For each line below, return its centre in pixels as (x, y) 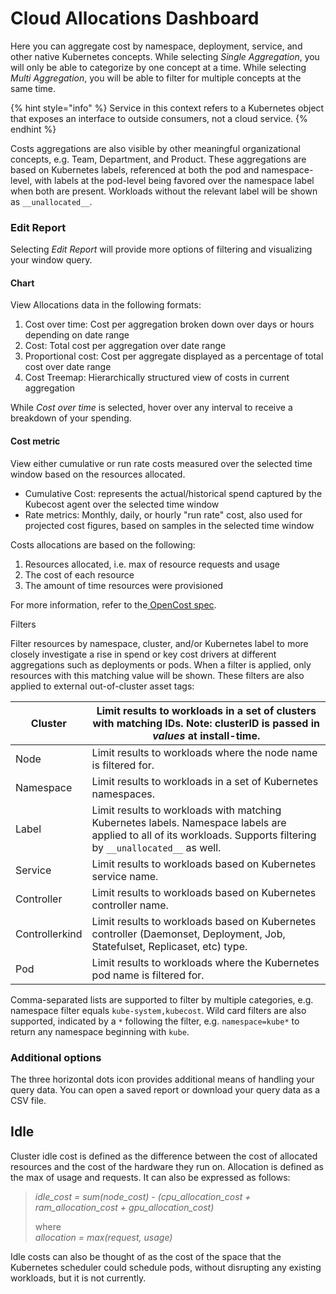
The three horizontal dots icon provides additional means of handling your (162, 1079)
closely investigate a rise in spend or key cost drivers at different (143, 654)
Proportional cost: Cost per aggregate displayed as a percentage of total (174, 356)
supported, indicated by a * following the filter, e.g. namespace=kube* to (155, 1021)
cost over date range (68, 367)
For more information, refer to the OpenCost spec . (113, 604)
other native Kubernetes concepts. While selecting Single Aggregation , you (165, 56)
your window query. (51, 260)
